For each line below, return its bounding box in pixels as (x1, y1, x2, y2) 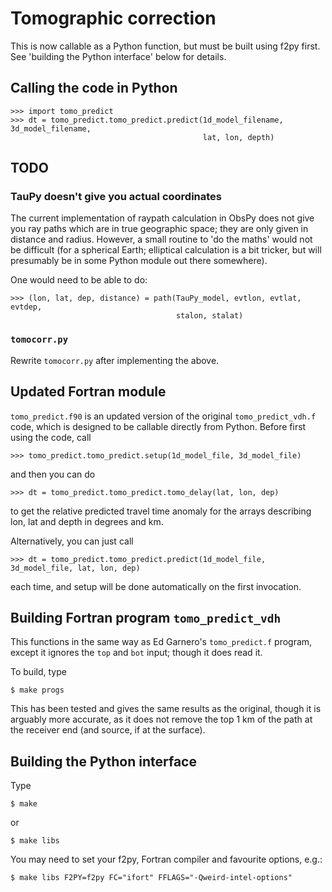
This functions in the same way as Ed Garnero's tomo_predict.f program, (10, 636, 313, 648)
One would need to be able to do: (10, 274, 148, 286)
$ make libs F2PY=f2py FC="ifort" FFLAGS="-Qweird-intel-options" (10, 873, 293, 883)
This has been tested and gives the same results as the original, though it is (10, 703, 322, 715)
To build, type (10, 666, 67, 678)
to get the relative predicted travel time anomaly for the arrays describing (10, 505, 312, 517)
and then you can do (10, 468, 96, 480)
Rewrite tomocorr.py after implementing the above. (10, 354, 220, 366)
